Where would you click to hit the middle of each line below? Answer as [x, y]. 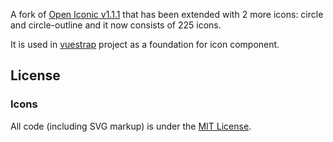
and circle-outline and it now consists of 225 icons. [116, 25]
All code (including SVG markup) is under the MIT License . [131, 126]
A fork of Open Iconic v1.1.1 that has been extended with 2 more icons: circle [167, 14]
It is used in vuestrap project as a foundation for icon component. [145, 44]
